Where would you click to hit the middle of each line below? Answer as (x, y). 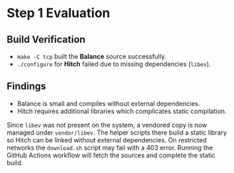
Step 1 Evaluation (58, 13)
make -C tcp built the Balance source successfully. (92, 56)
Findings (27, 86)
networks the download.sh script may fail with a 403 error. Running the (110, 147)
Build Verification (46, 40)
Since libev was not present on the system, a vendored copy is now (107, 125)
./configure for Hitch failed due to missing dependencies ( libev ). (114, 64)
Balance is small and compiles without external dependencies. (108, 103)
